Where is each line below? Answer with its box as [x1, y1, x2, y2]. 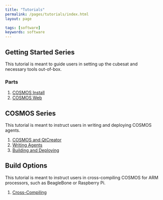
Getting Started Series [5, 48, 75, 57]
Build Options [5, 162, 48, 170]
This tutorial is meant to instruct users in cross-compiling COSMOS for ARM [5, 174, 159, 180]
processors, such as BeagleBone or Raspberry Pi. [5, 180, 106, 186]
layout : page [5, 16, 32, 21]
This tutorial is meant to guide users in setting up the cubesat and [5, 61, 138, 67]
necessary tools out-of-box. [5, 66, 62, 72]
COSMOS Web [12, 95, 42, 101]
